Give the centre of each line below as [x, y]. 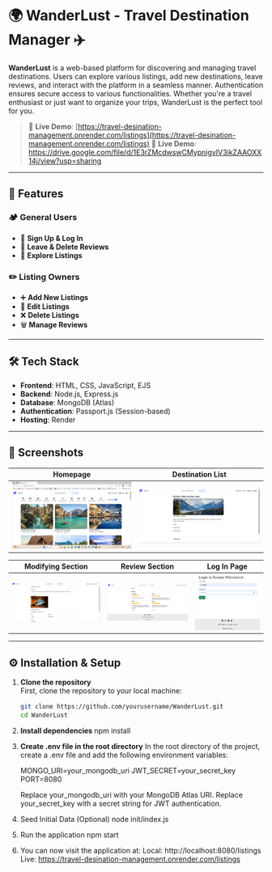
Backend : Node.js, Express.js [69, 394]
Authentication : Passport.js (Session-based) [96, 411]
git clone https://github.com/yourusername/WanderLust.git [122, 706]
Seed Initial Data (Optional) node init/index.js [94, 819]
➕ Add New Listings [54, 297]
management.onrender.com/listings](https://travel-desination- [132, 135]
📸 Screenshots [46, 453]
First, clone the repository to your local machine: [101, 690]
